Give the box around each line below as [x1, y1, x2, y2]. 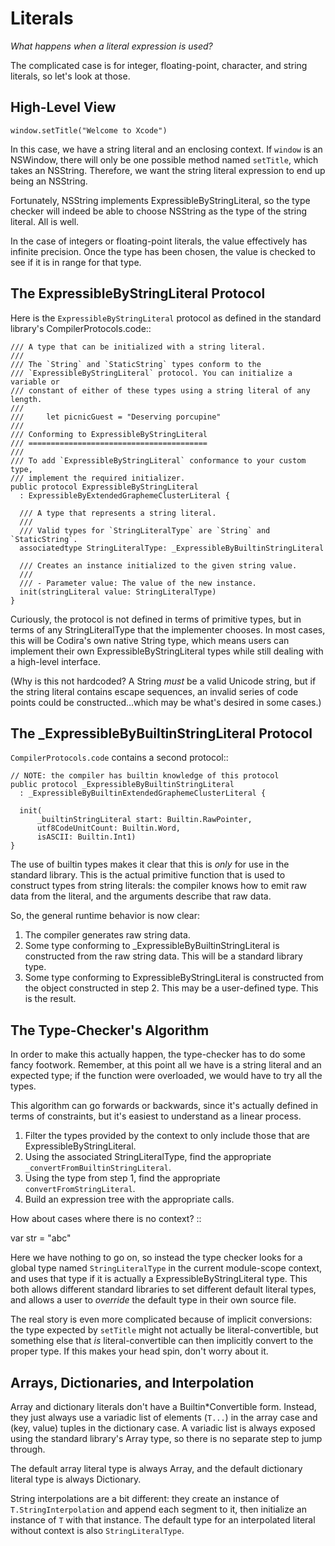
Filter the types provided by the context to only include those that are [24, 1130, 311, 1142]
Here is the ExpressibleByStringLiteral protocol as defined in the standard [10, 312, 322, 324]
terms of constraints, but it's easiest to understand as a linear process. [10, 1110, 302, 1122]
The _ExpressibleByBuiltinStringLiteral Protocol [10, 725, 313, 742]
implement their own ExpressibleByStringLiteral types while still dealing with [10, 645, 324, 657]
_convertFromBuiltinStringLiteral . [24, 1162, 172, 1174]
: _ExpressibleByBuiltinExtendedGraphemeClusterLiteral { [19, 788, 267, 799]
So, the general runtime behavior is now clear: [10, 910, 201, 922]
